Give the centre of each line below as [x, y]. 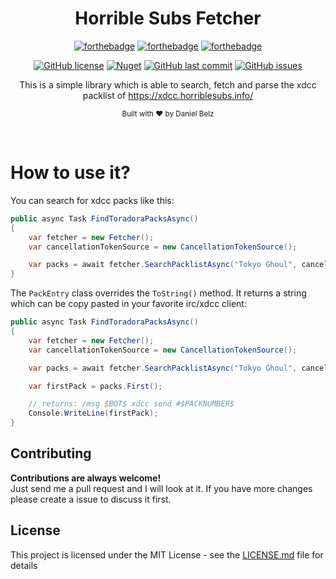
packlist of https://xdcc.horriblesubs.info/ [168, 95]
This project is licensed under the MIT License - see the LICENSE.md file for [167, 554]
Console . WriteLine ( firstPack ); [93, 413]
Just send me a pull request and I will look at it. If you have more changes [161, 488]
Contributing [51, 453]
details [24, 565]
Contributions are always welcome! [86, 478]
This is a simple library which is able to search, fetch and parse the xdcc [168, 84]
